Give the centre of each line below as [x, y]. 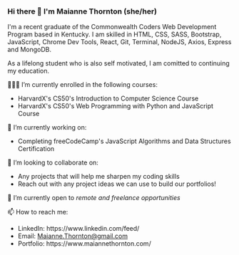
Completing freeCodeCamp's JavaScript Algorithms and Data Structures [124, 141]
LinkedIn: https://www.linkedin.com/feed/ [78, 229]
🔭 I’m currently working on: [47, 127]
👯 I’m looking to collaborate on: [53, 162]
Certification [36, 149]
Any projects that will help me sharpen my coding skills [98, 177]
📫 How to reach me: [38, 212]
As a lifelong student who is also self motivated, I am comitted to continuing [118, 63]
